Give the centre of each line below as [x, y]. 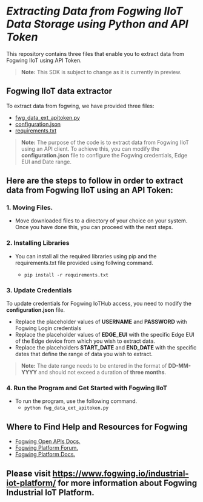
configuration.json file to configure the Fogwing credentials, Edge [104, 155]
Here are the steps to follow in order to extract [95, 181]
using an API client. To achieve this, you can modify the [90, 149]
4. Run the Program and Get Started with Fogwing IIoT [87, 388]
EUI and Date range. [46, 162]
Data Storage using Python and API [98, 24]
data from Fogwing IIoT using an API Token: [90, 191]
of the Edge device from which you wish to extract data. [85, 341]
